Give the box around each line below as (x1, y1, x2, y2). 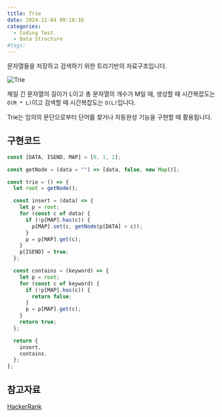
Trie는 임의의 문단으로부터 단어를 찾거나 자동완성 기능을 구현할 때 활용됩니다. (7, 113, 212, 121)
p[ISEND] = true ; (19, 248, 69, 255)
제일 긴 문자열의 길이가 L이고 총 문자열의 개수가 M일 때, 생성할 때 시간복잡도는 (7, 90, 216, 98)
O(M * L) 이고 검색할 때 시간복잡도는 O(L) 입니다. (7, 98, 136, 107)
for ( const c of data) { (19, 211, 91, 217)
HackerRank (7, 403, 43, 410)
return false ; (32, 293, 72, 300)
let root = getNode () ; (13, 185, 78, 192)
